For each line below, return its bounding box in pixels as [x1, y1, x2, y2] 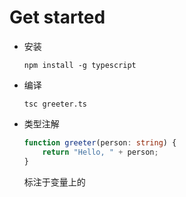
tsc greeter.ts [23, 99, 88, 109]
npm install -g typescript [23, 60, 137, 70]
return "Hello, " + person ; [42, 147, 159, 157]
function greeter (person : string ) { [23, 137, 177, 148]
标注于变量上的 [23, 176, 86, 188]
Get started [9, 6, 106, 29]
